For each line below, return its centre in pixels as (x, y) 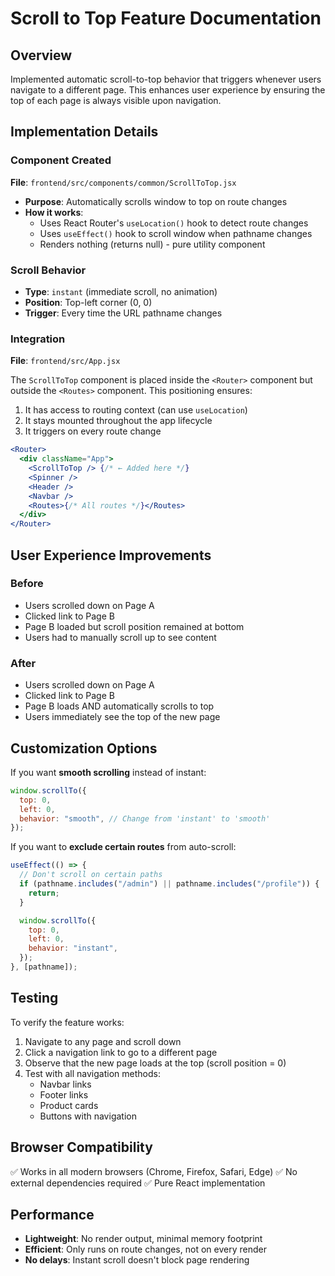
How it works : (54, 212)
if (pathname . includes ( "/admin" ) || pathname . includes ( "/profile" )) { (169, 884)
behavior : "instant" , (73, 948)
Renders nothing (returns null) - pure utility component (152, 244)
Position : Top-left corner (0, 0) (88, 302)
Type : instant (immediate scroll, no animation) (121, 291)
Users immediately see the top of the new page (122, 717)
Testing (34, 998)
